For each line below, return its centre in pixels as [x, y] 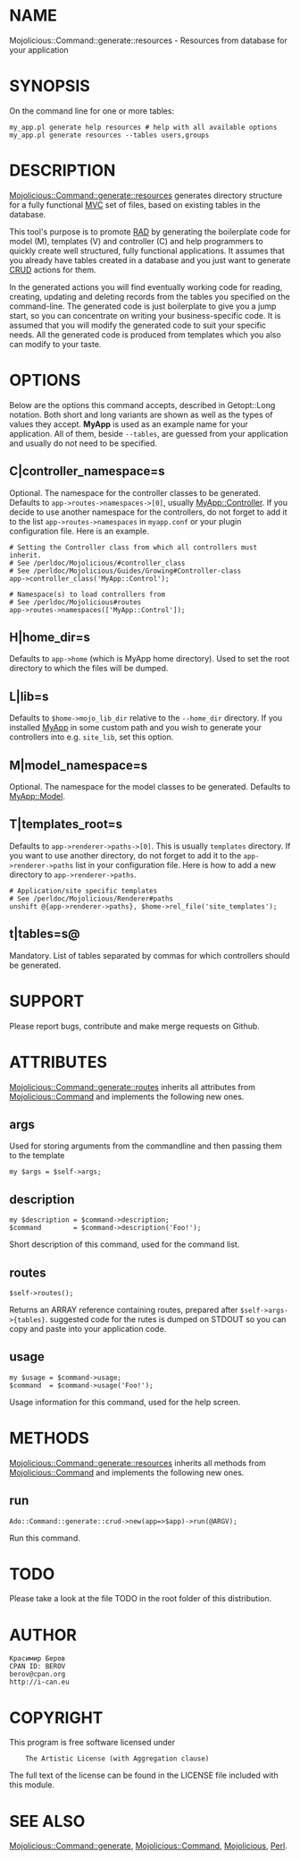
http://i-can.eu [39, 1682]
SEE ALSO [47, 1821]
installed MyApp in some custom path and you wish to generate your [135, 728]
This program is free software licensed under [92, 1743]
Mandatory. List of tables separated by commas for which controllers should [150, 955]
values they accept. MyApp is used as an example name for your [129, 424]
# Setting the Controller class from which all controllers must [133, 547]
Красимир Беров [37, 1659]
